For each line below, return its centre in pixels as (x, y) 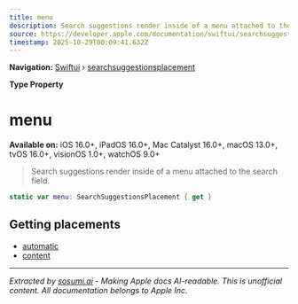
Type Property (36, 84)
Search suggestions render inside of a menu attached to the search (154, 171)
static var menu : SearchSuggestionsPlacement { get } (111, 197)
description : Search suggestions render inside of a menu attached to (142, 26)
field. (40, 181)
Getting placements (65, 225)
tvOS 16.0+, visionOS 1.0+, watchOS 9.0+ (85, 154)
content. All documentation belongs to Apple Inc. (98, 290)
